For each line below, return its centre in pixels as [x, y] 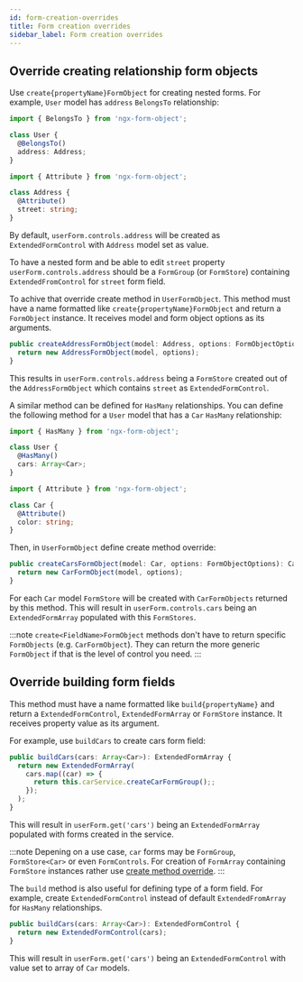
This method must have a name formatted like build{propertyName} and [142, 703]
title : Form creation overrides [70, 26]
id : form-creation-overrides [64, 18]
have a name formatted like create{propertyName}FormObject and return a [145, 308]
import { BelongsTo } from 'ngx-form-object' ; [98, 119]
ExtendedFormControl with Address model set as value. [109, 244]
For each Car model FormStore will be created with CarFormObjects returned [149, 598]
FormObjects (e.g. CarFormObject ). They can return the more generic [135, 644]
